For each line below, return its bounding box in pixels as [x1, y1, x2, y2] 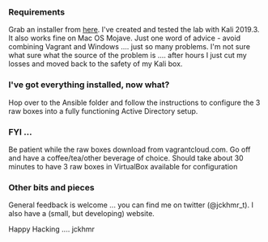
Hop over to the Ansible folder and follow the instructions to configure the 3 [8, 98, 261, 107]
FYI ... [8, 126, 32, 137]
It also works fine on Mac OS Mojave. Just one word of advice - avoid [8, 33, 241, 43]
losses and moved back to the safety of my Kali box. [8, 59, 183, 69]
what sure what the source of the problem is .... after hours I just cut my [8, 51, 247, 60]
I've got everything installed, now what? [8, 79, 170, 90]
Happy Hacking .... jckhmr [8, 224, 96, 234]
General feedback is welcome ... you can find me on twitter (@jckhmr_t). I [8, 200, 253, 210]
